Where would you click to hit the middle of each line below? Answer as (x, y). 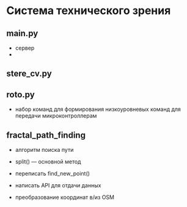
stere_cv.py (29, 74)
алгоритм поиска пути (44, 150)
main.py (22, 33)
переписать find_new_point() (53, 174)
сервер (25, 48)
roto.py (20, 95)
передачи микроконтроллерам (56, 116)
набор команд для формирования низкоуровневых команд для (98, 109)
